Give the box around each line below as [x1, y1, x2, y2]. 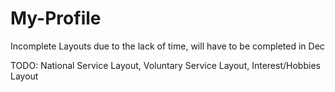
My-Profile [10, 7, 102, 30]
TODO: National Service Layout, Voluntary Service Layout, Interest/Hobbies [10, 59, 321, 71]
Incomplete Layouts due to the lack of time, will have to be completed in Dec [10, 40, 325, 52]
